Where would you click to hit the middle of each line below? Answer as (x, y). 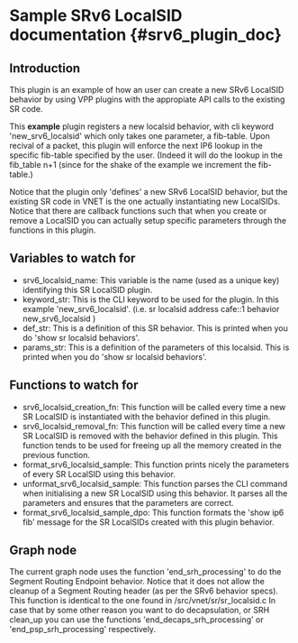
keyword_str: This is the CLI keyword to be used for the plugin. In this (150, 299)
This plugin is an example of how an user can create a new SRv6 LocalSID (147, 90)
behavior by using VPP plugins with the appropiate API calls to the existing (147, 99)
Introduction (45, 68)
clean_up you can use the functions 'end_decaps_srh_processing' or (136, 620)
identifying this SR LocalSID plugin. (87, 289)
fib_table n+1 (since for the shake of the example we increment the (133, 165)
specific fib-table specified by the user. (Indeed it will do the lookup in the (146, 155)
